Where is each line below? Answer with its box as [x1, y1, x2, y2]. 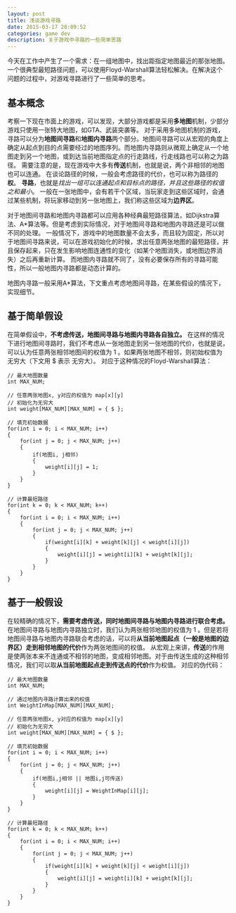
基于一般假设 [7, 596, 63, 609]
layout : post [7, 10, 46, 18]
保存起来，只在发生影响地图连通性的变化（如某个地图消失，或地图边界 [13, 246, 216, 254]
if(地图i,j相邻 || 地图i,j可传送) [32, 775, 124, 782]
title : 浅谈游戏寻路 [7, 17, 61, 24]
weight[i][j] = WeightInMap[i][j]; [44, 787, 150, 794]
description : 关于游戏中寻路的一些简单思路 [7, 37, 122, 44]
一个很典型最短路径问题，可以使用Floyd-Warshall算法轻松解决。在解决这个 [7, 65, 223, 74]
